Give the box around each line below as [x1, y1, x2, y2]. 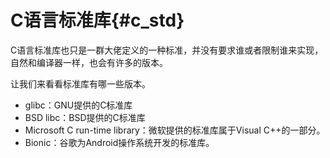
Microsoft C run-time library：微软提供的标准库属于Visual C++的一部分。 [24, 124, 326, 136]
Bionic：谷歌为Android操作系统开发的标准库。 [24, 136, 215, 148]
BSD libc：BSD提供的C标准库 [24, 111, 146, 123]
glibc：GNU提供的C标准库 [24, 99, 133, 111]
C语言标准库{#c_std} [10, 9, 185, 32]
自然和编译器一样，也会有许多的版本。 [10, 56, 168, 68]
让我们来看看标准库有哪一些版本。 [10, 77, 151, 90]
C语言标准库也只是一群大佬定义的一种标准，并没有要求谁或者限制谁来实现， [10, 44, 324, 56]
